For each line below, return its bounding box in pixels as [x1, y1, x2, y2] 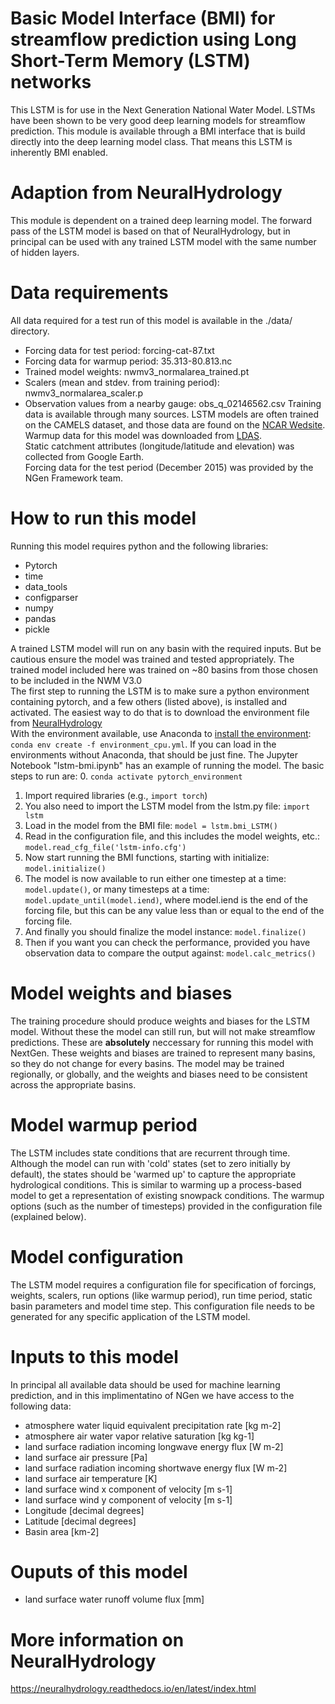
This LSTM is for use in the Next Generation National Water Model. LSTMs [10, 103, 316, 116]
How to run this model [10, 507, 197, 529]
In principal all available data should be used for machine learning [10, 1378, 281, 1391]
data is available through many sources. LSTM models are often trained [24, 408, 319, 420]
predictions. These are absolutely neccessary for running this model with [10, 1036, 314, 1048]
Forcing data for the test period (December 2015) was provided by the [24, 461, 314, 473]
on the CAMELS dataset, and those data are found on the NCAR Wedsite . [24, 418, 326, 431]
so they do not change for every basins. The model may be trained [10, 1057, 285, 1069]
